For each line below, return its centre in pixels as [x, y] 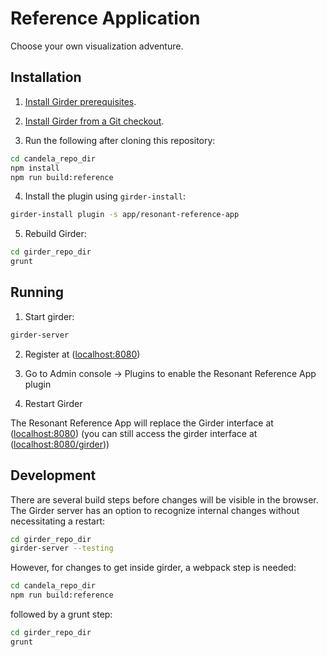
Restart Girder [53, 403]
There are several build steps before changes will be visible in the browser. [164, 499]
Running [37, 292]
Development [53, 475]
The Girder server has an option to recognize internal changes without [155, 510]
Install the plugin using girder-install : [105, 196]
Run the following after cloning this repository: [120, 140]
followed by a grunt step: [61, 614]
